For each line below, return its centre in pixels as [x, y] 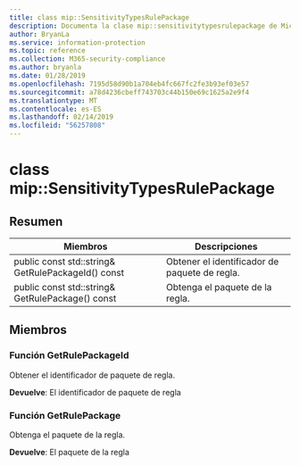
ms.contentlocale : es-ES [55, 109]
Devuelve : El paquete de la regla [69, 452]
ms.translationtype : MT [54, 100]
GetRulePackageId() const [69, 273]
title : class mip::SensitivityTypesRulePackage [100, 17]
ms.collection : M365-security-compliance [87, 59]
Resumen [36, 221]
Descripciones [226, 246]
